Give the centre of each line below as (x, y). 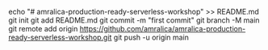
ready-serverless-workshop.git (60, 37)
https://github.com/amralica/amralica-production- (163, 29)
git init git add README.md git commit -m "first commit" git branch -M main (134, 20)
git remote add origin (43, 29)
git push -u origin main (151, 37)
